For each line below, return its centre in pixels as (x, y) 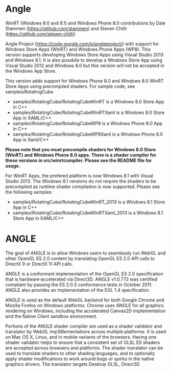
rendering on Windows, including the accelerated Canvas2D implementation (86, 311)
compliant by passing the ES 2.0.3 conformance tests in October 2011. (79, 285)
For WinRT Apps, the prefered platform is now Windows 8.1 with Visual (79, 176)
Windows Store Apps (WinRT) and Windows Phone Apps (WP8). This (78, 49)
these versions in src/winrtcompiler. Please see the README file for (79, 160)
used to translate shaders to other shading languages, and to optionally (80, 353)
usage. (13, 166)
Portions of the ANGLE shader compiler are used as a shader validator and (84, 326)
